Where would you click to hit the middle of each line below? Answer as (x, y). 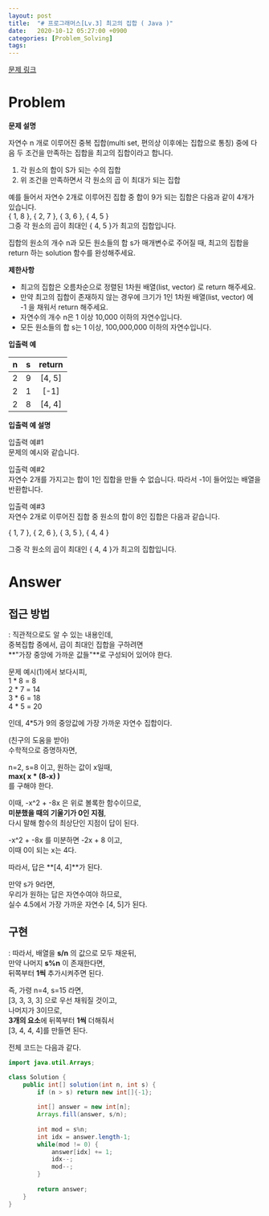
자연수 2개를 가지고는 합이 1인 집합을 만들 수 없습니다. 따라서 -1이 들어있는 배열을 (134, 480)
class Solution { (37, 1077)
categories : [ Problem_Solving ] (61, 38)
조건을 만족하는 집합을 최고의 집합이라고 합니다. (99, 153)
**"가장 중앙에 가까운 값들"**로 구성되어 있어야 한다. (90, 655)
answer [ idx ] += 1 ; (82, 1152)
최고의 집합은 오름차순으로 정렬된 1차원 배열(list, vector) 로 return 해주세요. (138, 287)
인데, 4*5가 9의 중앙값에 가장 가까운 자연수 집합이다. (90, 723)
